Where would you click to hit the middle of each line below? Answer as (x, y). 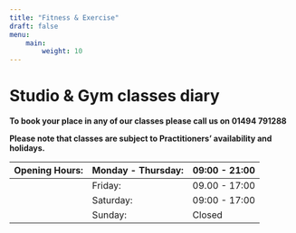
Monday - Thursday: (138, 171)
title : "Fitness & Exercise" (64, 18)
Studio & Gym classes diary (115, 96)
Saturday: (112, 200)
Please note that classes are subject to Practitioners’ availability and (141, 139)
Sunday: (110, 215)
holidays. (27, 148)
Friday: (106, 186)
